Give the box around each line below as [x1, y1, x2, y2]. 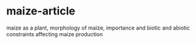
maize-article [6, 4, 76, 18]
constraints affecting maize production [6, 30, 103, 37]
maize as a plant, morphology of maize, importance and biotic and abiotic [6, 24, 190, 31]
